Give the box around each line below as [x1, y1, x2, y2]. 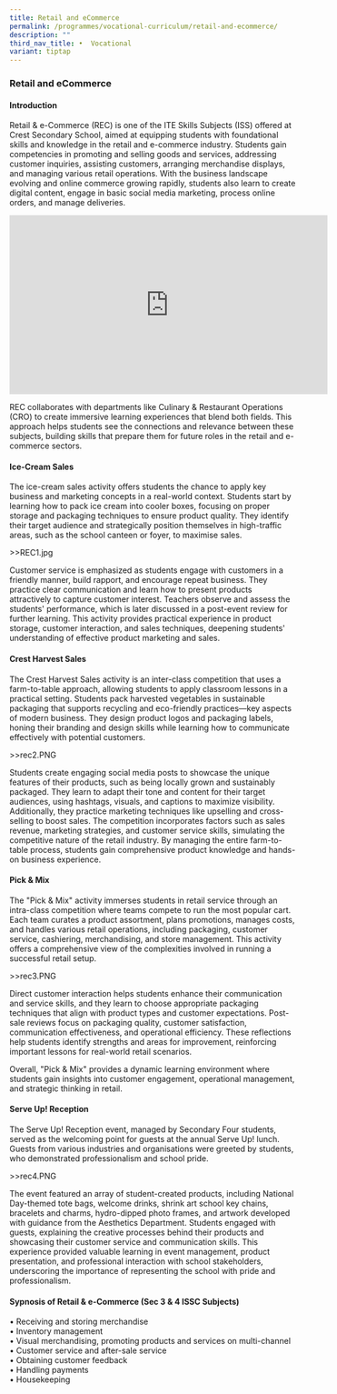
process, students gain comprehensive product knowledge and [30, 844, 267, 855]
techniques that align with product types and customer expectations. [9, 1007, 267, 1018]
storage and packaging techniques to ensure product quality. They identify [9, 510, 289, 521]
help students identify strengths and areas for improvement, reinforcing [9, 1036, 277, 1047]
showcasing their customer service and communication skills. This [9, 1237, 259, 1248]
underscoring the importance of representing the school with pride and [9, 1266, 276, 1277]
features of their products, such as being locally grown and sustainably [9, 777, 275, 787]
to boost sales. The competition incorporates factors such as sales [35, 815, 286, 826]
